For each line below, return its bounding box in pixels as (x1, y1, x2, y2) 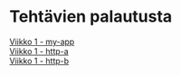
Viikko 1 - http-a (9, 45, 70, 56)
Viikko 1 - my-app (9, 36, 75, 47)
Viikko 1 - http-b (9, 55, 70, 66)
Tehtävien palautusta (9, 6, 173, 27)
